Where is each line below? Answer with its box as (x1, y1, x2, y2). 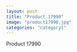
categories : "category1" (6, 24, 66, 31)
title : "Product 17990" (6, 14, 64, 20)
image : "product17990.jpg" (6, 19, 72, 25)
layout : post (6, 8, 38, 14)
